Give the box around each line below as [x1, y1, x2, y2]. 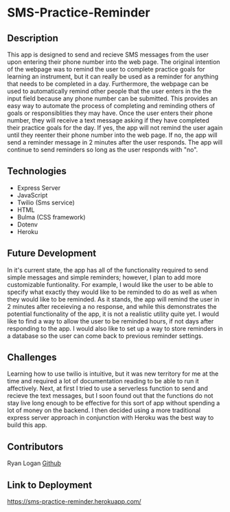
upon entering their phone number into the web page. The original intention [7, 58, 220, 66]
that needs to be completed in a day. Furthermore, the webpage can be [7, 80, 209, 87]
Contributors [7, 440, 64, 452]
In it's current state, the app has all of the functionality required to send [7, 266, 209, 274]
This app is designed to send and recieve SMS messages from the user [7, 50, 209, 58]
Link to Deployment [7, 479, 93, 491]
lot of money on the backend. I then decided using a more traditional [7, 406, 201, 414]
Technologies [7, 165, 67, 177]
